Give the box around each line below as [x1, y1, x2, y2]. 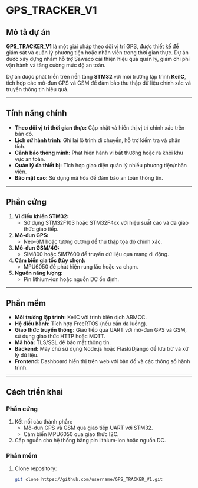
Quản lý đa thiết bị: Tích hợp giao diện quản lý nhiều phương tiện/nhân [14, 161, 187, 169]
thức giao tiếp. [23, 225, 59, 232]
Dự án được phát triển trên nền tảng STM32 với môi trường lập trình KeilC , [6, 73, 186, 80]
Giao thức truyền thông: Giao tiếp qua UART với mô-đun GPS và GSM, [14, 327, 187, 334]
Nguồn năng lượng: [14, 269, 63, 276]
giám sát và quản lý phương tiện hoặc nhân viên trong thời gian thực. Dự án [6, 49, 189, 56]
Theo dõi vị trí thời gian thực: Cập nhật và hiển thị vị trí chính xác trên [14, 124, 184, 131]
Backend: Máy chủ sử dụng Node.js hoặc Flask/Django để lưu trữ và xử [14, 345, 189, 353]
